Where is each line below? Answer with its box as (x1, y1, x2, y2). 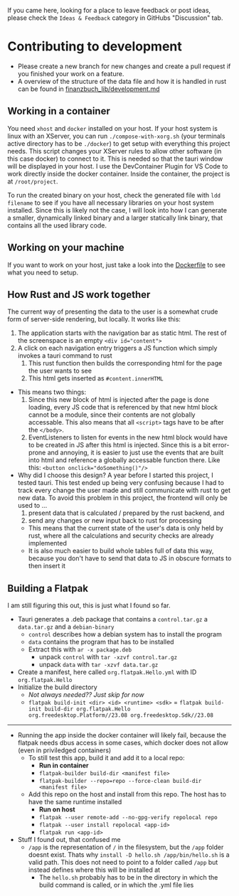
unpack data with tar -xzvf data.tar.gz (38, 661, 159, 669)
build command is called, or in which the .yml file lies (38, 881, 194, 890)
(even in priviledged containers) (17, 746, 112, 754)
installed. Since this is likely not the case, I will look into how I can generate (7, 206, 228, 214)
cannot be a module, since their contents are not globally (28, 410, 196, 419)
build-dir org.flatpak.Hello (44, 705, 131, 713)
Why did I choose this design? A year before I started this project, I (17, 471, 213, 479)
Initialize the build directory (17, 683, 97, 692)
